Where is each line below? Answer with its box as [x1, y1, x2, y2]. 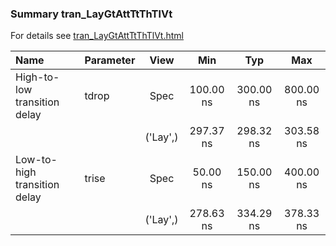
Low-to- [15, 153, 58, 167]
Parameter [84, 53, 136, 67]
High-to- [15, 70, 60, 84]
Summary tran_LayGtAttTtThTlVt [10, 7, 173, 21]
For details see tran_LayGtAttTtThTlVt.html [10, 30, 184, 42]
